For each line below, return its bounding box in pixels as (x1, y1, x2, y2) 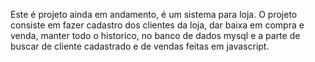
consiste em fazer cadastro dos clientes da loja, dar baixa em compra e (10, 19, 305, 31)
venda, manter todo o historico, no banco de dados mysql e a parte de (10, 30, 301, 41)
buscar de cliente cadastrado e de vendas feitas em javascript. (10, 40, 270, 52)
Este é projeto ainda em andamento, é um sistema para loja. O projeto (10, 9, 298, 20)
